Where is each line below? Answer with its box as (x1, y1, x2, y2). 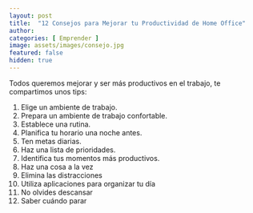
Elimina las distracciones (20, 170, 102, 180)
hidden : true (9, 57, 53, 65)
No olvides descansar (20, 187, 93, 197)
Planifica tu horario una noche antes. (20, 127, 143, 137)
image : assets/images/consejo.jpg (9, 42, 125, 50)
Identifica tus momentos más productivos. (20, 153, 160, 163)
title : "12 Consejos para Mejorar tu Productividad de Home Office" (9, 19, 247, 27)
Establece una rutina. (20, 119, 91, 129)
